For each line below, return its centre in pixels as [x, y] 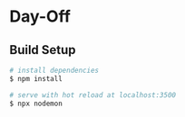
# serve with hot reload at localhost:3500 [93, 95]
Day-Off [40, 17]
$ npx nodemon [36, 103]
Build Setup [43, 50]
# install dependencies [54, 70]
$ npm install [36, 78]
